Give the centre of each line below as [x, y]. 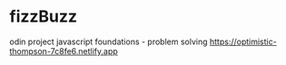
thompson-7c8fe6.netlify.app [64, 51]
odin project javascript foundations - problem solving [108, 42]
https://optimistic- [243, 42]
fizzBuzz [44, 17]
